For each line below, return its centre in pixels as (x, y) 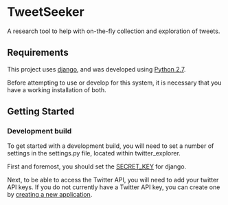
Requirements (38, 53)
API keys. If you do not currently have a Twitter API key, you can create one (114, 187)
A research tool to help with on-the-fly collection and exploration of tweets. (114, 31)
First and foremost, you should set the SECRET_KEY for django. (97, 166)
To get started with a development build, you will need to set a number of (111, 146)
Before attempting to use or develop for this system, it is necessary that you (114, 83)
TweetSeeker (46, 12)
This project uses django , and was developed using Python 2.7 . (96, 69)
